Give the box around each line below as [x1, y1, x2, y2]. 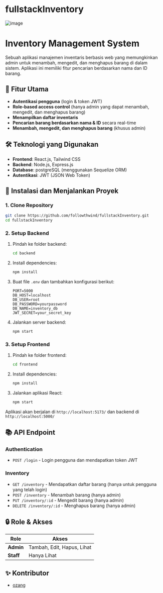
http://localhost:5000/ [5, 414, 55, 419]
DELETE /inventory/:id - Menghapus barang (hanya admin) [12, 503, 136, 509]
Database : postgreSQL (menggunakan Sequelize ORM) [12, 167, 127, 173]
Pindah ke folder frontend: [12, 352, 67, 358]
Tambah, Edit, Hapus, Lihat [28, 544, 92, 551]
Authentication [5, 446, 43, 453]
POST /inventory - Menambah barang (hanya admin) [12, 491, 121, 498]
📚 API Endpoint [5, 428, 55, 437]
